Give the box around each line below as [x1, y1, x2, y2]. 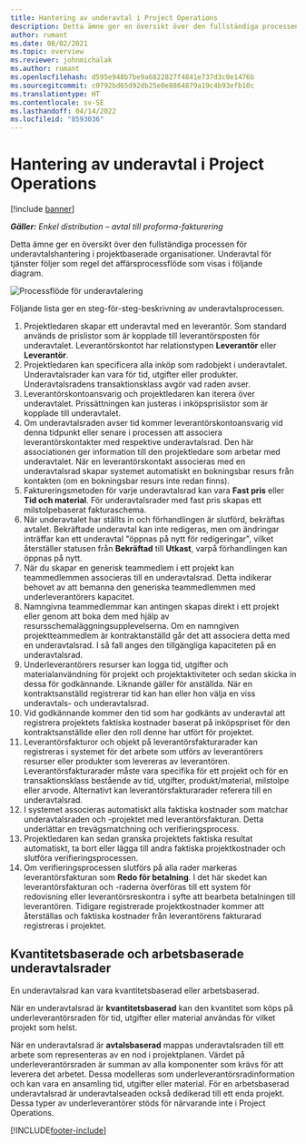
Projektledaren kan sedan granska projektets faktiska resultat [23, 834, 253, 845]
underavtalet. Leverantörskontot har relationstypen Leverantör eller [23, 340, 277, 351]
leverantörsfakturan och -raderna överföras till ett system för [23, 882, 252, 893]
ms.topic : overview [10, 47, 84, 56]
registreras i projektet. [23, 920, 107, 931]
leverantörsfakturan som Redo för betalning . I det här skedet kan [23, 872, 268, 883]
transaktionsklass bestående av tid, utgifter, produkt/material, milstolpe [23, 775, 290, 786]
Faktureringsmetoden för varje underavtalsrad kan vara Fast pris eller [23, 485, 285, 496]
